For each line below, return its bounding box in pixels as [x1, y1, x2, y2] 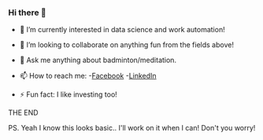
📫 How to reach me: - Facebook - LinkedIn [19, 71, 157, 81]
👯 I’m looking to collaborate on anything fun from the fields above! [19, 40, 235, 50]
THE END [8, 108, 39, 117]
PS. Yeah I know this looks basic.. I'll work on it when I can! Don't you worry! [8, 123, 256, 133]
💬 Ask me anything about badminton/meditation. [19, 55, 177, 65]
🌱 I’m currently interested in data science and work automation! [19, 25, 226, 35]
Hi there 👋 [8, 7, 47, 18]
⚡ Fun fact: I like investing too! [19, 90, 118, 99]
